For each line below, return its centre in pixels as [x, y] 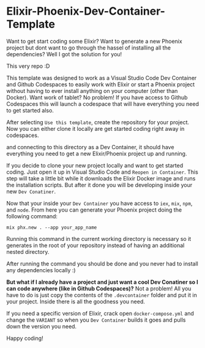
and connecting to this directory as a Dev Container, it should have [90, 147]
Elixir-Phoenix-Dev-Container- [86, 11]
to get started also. [30, 110]
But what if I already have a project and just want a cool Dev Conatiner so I [102, 282]
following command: [32, 216]
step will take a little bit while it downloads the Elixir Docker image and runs [101, 178]
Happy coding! [25, 338]
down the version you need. [42, 326]
